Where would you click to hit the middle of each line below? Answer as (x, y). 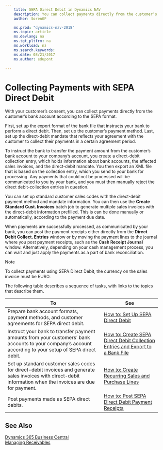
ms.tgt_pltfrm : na (32, 41)
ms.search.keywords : (34, 50)
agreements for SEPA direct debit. (46, 323)
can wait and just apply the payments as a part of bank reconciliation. (74, 253)
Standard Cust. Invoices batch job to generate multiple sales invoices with (80, 207)
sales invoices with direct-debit (44, 376)
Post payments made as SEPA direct (49, 399)
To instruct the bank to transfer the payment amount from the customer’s (78, 151)
